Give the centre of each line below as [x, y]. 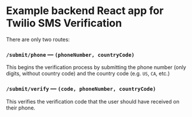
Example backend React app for [85, 11]
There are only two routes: [38, 39]
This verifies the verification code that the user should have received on [93, 101]
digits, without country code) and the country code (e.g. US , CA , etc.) [88, 74]
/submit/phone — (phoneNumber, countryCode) [70, 54]
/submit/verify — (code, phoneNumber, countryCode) [81, 89]
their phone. [21, 108]
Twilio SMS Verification [64, 23]
